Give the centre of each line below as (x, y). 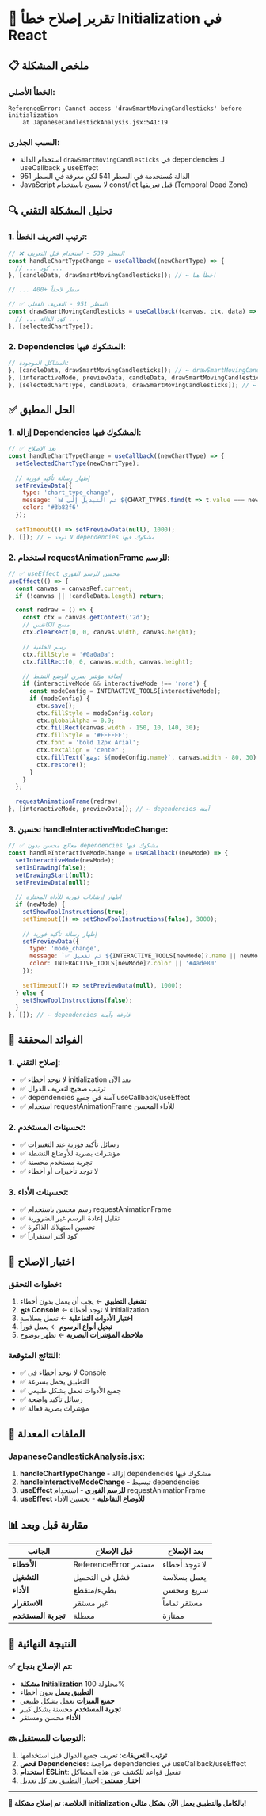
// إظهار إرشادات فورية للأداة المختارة (68, 897)
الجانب (38, 1551)
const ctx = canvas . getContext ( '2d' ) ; (86, 618)
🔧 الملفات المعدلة (47, 1434)
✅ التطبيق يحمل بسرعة (54, 1382)
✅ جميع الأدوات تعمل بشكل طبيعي (70, 1391)
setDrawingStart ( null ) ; (54, 875)
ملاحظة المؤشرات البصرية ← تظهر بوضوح (81, 1335)
